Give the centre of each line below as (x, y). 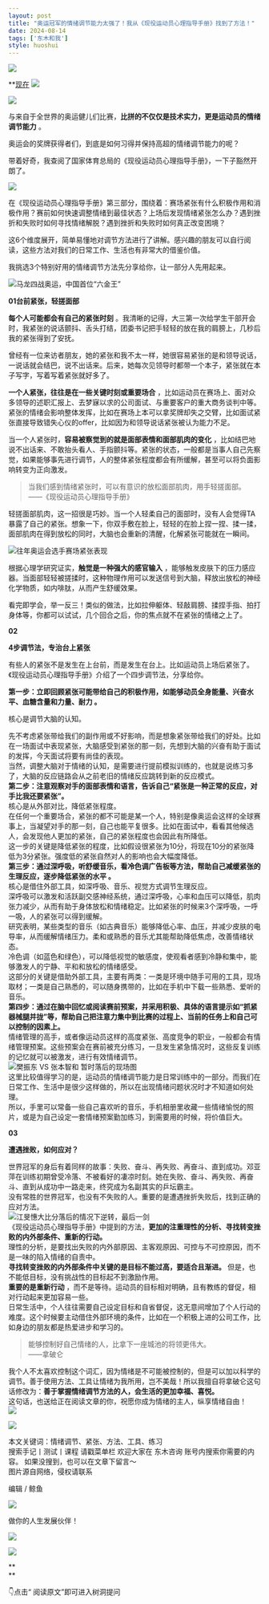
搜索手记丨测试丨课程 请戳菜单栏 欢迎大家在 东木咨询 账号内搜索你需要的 (128, 1452)
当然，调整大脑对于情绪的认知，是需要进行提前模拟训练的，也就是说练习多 (131, 766)
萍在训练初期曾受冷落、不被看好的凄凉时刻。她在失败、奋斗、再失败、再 (127, 1177)
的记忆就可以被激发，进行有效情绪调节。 (75, 1057)
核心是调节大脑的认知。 (47, 719)
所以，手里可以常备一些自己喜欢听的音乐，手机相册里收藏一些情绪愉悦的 (127, 1107)
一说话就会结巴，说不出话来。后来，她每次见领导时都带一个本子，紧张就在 (131, 365)
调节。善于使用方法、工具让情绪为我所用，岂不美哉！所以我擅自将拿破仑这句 (134, 1382)
